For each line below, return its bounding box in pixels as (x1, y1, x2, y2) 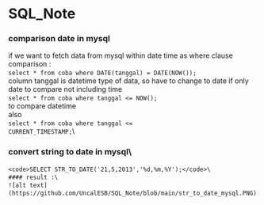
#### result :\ (8, 173, 59, 181)
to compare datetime (8, 101, 77, 111)
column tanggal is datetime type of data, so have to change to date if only (8, 76, 250, 85)
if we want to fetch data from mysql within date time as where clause (8, 51, 234, 60)
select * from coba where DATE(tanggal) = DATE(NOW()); (8, 69, 197, 78)
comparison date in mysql (8, 33, 111, 44)
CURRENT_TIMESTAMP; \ (8, 127, 75, 136)
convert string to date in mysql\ (8, 146, 132, 158)
